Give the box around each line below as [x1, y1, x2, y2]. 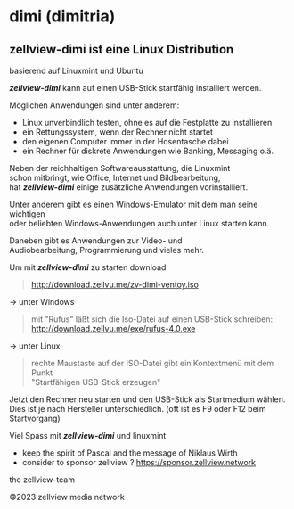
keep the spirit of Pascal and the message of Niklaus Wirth [21, 447, 238, 458]
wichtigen [9, 209, 46, 219]
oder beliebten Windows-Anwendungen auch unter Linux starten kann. [9, 218, 270, 228]
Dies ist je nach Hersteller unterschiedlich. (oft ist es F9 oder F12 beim [9, 404, 266, 414]
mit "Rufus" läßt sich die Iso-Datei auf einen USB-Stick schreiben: [30, 314, 274, 324]
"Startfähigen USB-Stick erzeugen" [30, 377, 161, 387]
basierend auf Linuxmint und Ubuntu [9, 65, 144, 76]
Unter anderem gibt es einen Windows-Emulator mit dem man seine [9, 199, 258, 209]
